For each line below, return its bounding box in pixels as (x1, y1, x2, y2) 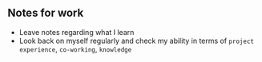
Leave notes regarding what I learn (18, 27, 135, 37)
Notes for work (7, 6, 84, 20)
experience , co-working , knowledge (18, 44, 132, 54)
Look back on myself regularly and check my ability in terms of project (18, 36, 254, 45)
